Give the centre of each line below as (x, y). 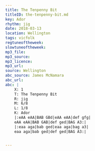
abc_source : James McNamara (35, 75)
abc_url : (14, 80)
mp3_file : (16, 52)
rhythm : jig (18, 24)
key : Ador (16, 19)
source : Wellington (26, 71)
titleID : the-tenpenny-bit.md (37, 15)
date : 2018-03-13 (23, 29)
